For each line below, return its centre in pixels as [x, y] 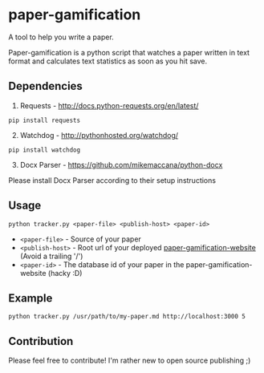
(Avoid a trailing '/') [51, 256]
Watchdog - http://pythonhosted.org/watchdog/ [99, 135]
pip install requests [45, 120]
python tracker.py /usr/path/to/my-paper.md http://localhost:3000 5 [127, 317]
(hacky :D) [65, 273]
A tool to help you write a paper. [61, 37]
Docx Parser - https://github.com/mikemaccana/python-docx [121, 164]
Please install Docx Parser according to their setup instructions [112, 180]
